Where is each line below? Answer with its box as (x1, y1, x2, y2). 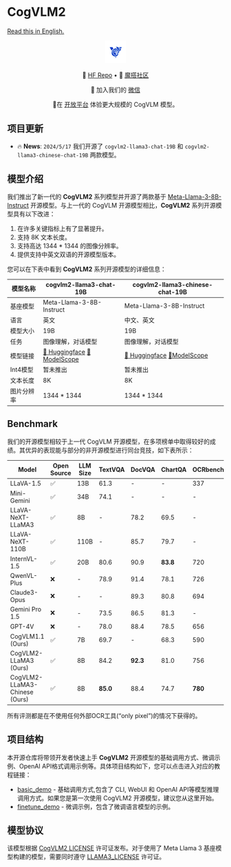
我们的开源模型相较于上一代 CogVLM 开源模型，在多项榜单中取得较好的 (7, 437, 210, 446)
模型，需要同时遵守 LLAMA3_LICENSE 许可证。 (30, 853, 166, 861)
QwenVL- (10, 571, 38, 579)
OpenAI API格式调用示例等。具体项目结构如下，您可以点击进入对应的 (19, 761, 214, 770)
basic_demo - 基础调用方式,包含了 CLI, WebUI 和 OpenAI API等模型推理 (16, 785, 219, 793)
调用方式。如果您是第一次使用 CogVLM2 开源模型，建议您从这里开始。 (16, 794, 218, 802)
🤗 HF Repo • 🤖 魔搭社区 (82, 71, 149, 79)
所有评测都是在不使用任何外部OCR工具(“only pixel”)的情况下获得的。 (7, 711, 201, 719)
